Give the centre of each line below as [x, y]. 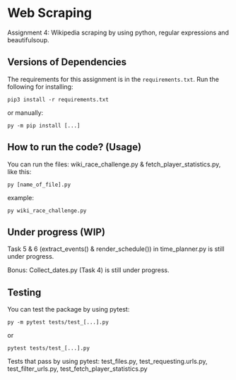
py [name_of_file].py [39, 185]
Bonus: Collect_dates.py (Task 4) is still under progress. [88, 270]
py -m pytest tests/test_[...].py [58, 322]
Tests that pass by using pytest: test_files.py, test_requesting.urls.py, [107, 362]
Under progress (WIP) [57, 232]
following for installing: [40, 87]
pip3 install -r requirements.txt [58, 99]
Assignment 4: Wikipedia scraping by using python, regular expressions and [118, 32]
